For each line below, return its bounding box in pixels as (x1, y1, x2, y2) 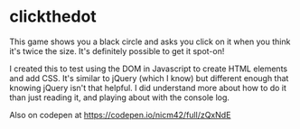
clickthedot (9, 6, 97, 27)
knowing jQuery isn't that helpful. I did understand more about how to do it (9, 82, 287, 93)
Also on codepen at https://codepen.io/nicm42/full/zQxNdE (9, 109, 231, 120)
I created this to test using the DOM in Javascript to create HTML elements (9, 63, 287, 74)
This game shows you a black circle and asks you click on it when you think (9, 36, 291, 47)
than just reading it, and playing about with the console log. (9, 92, 230, 103)
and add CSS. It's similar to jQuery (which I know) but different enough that (9, 72, 289, 83)
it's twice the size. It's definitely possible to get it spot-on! (9, 45, 225, 56)
